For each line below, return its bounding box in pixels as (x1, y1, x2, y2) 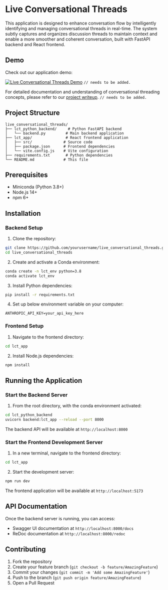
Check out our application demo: (5, 69, 73, 75)
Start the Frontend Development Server (5, 438, 103, 446)
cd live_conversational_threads (5, 250, 72, 255)
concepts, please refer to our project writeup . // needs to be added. (5, 94, 147, 100)
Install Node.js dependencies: (12, 353, 74, 359)
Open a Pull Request (12, 579, 55, 585)
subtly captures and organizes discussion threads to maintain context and (5, 31, 157, 37)
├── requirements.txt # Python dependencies (5, 153, 113, 158)
